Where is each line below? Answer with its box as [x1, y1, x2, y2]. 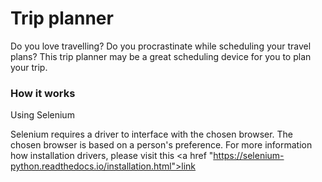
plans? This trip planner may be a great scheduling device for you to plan [10, 50, 312, 62]
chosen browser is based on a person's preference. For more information [10, 139, 313, 151]
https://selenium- [213, 150, 285, 162]
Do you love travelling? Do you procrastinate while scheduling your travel [10, 40, 312, 52]
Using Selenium [10, 109, 75, 121]
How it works [10, 86, 76, 100]
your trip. [10, 61, 48, 73]
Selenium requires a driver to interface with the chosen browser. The [10, 128, 294, 141]
